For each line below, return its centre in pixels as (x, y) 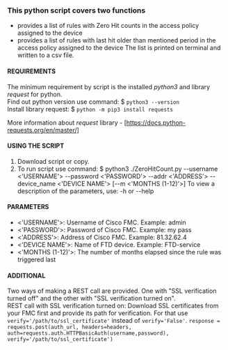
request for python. (35, 94)
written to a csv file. (46, 55)
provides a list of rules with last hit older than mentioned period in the (116, 40)
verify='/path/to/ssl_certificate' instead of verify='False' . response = (114, 321)
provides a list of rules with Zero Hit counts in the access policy (108, 26)
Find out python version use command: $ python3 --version (93, 101)
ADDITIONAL (26, 275)
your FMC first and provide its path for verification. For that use (98, 313)
